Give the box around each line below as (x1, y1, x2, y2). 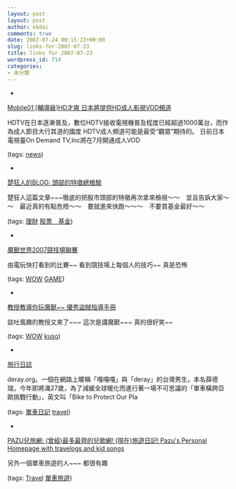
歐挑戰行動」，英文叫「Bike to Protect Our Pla (7, 392, 138, 401)
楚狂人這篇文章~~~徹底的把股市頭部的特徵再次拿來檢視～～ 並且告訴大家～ (7, 193, 230, 202)
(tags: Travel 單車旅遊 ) (7, 473, 73, 482)
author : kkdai (7, 23, 49, 30)
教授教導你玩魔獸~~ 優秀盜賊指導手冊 (7, 302, 116, 311)
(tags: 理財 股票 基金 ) (7, 216, 73, 225)
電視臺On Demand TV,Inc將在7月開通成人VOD (7, 135, 141, 144)
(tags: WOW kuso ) (7, 332, 61, 340)
